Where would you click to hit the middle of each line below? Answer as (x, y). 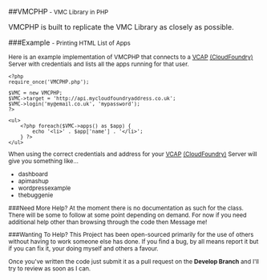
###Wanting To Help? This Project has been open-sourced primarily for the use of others (131, 235)
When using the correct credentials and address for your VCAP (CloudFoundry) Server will (133, 154)
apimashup (34, 181)
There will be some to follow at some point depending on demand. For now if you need (127, 215)
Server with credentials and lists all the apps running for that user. (99, 64)
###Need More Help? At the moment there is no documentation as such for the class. (126, 208)
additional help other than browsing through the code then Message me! (108, 222)
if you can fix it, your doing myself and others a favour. (83, 249)
